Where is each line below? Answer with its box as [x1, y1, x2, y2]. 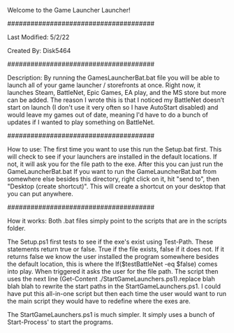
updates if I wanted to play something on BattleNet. [7, 118, 155, 126]
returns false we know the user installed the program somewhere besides [7, 253, 219, 260]
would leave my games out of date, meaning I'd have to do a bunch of [7, 111, 208, 119]
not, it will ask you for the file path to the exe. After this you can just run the [7, 160, 224, 168]
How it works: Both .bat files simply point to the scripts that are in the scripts [7, 216, 227, 225]
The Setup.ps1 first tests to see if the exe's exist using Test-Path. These [7, 237, 214, 246]
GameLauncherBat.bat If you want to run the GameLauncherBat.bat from [7, 168, 217, 175]
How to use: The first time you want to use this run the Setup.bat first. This [7, 145, 222, 153]
